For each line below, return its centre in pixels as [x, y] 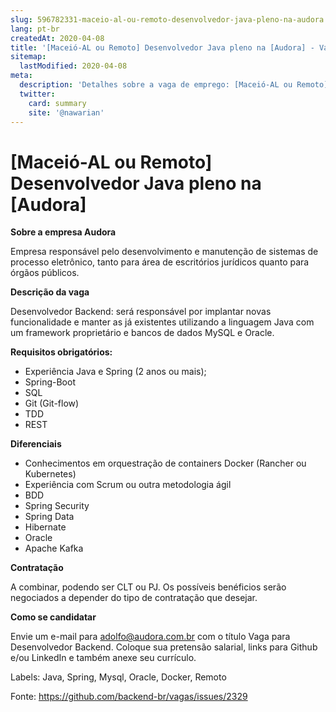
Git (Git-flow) [52, 403]
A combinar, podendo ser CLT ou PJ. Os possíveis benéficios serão [148, 587]
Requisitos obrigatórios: [61, 352]
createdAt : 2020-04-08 [57, 38]
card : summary [57, 103]
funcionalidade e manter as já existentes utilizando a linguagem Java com [162, 322]
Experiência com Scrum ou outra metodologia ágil [128, 485]
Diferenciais [36, 444]
